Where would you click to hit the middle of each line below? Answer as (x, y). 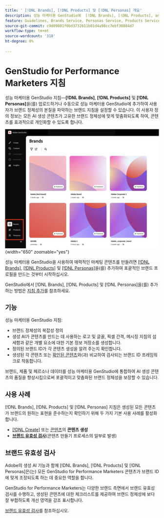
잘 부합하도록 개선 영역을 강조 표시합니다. (44, 500)
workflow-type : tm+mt (27, 31)
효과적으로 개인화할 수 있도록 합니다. (49, 122)
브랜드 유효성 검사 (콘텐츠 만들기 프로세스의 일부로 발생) (64, 436)
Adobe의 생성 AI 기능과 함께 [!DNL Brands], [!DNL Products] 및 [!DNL (73, 465)
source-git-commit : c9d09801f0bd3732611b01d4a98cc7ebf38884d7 (70, 26)
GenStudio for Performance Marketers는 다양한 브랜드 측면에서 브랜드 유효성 (80, 488)
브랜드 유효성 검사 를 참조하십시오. (37, 510)
